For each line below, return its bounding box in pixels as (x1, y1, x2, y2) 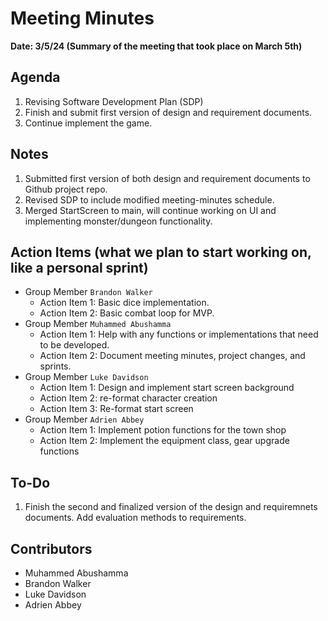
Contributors (10, 540, 93, 557)
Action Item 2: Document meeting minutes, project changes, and (39, 350, 306, 362)
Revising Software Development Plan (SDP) (24, 95, 204, 107)
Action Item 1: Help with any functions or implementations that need (39, 328, 319, 341)
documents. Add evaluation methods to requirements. (24, 512, 247, 524)
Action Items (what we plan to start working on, (10, 243, 312, 261)
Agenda (10, 69, 61, 86)
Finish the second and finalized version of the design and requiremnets (24, 501, 318, 513)
